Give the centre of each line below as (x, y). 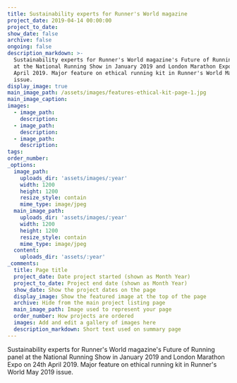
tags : (15, 152)
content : (26, 251)
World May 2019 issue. (41, 372)
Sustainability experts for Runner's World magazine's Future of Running (111, 349)
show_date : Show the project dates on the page (85, 290)
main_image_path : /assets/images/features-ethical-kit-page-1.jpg (107, 93)
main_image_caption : (38, 100)
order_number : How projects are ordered (74, 316)
